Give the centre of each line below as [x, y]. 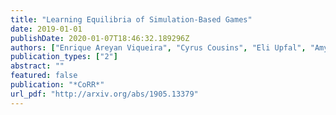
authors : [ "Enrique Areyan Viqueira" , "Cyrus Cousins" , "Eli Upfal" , [158, 47]
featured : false [44, 76]
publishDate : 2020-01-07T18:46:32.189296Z [100, 38]
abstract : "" [37, 66]
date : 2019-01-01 [46, 29]
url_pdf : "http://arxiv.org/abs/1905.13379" [104, 94]
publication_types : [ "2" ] [64, 57]
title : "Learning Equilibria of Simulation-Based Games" [131, 19]
